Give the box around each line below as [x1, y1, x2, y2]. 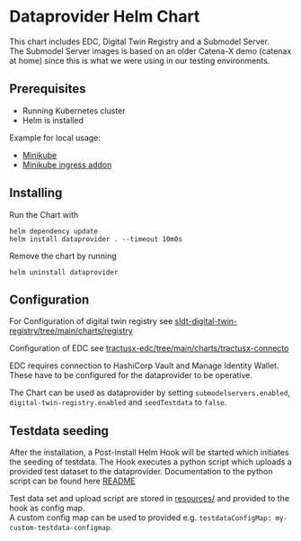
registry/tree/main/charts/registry [9, 326, 133, 337]
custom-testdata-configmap [9, 524, 111, 533]
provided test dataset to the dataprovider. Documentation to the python [9, 466, 273, 477]
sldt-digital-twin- [174, 316, 238, 327]
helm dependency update [9, 227, 99, 236]
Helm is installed [22, 114, 84, 125]
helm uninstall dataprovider [9, 267, 119, 276]
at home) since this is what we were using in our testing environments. [9, 55, 270, 66]
